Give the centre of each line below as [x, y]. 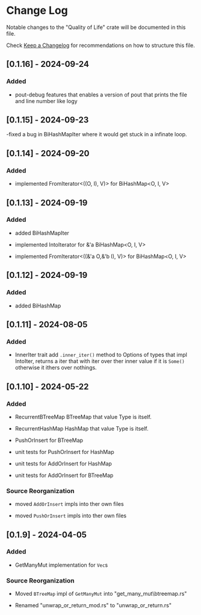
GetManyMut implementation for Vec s [61, 565]
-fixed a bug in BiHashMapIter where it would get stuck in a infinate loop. [97, 134]
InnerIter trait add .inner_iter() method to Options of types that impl [101, 355]
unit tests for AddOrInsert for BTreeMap [64, 475]
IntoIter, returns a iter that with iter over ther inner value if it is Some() [100, 361]
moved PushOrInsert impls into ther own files [71, 516]
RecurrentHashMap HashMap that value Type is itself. [82, 428]
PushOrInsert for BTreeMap [49, 440]
